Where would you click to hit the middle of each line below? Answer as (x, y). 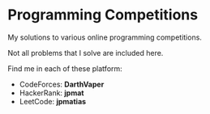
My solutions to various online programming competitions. (105, 37)
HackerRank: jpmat (51, 93)
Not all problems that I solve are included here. (86, 53)
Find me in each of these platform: (65, 68)
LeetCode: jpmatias (53, 101)
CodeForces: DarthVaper (62, 84)
